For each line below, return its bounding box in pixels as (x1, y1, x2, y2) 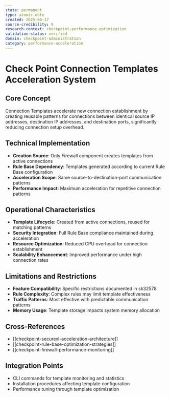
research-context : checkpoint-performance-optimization (5, 27, 127, 32)
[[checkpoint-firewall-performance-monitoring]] (12, 347, 114, 352)
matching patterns (12, 224, 52, 231)
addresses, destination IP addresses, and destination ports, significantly (5, 118, 157, 124)
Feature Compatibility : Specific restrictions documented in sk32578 (12, 285, 157, 292)
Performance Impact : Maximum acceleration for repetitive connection (12, 185, 161, 191)
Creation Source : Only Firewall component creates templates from (12, 152, 153, 159)
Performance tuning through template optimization (12, 386, 119, 392)
